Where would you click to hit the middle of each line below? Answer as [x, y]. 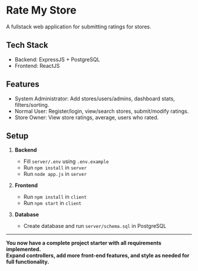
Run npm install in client [55, 197]
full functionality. [28, 262]
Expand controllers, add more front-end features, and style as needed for [98, 256]
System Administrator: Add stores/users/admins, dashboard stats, [95, 99]
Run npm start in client [52, 203]
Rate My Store [41, 10]
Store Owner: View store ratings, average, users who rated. [87, 117]
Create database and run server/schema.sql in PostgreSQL [95, 226]
